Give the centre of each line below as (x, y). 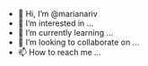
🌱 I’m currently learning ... (65, 33)
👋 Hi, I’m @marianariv (58, 14)
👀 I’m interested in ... (56, 23)
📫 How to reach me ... (59, 52)
